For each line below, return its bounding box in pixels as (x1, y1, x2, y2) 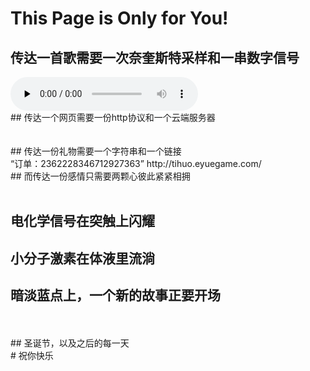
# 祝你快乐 (10, 349, 54, 361)
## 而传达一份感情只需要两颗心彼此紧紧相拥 (10, 170, 191, 182)
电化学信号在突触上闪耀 (10, 213, 155, 230)
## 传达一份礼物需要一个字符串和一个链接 (10, 145, 182, 157)
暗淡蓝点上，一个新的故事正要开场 (10, 287, 221, 304)
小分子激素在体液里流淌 (10, 250, 155, 267)
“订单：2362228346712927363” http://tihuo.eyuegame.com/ (10, 158, 262, 169)
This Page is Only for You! (10, 7, 229, 30)
